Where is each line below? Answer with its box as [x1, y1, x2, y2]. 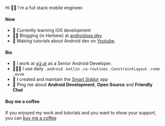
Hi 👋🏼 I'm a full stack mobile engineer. [5, 5, 84, 10]
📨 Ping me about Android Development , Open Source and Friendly [12, 81, 153, 87]
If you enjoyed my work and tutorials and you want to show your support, [5, 109, 156, 115]
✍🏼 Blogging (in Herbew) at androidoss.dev [12, 32, 102, 38]
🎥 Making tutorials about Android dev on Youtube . [12, 38, 116, 44]
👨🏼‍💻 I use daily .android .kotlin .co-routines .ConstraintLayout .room [12, 65, 160, 72]
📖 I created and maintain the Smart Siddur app [12, 76, 108, 82]
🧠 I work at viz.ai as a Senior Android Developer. [12, 60, 112, 66]
